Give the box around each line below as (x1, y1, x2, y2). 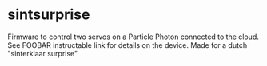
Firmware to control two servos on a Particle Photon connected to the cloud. (7, 32, 259, 41)
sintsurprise (7, 6, 90, 24)
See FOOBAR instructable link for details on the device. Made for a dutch (7, 40, 248, 49)
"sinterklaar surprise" (7, 49, 78, 58)
